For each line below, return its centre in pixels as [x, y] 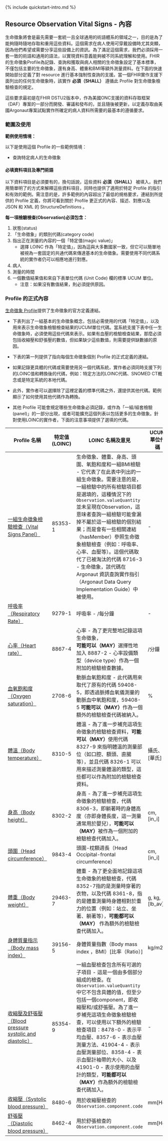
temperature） [25, 758]
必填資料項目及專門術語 [29, 170]
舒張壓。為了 [113, 1007]
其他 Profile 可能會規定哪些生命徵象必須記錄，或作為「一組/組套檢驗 [82, 407]
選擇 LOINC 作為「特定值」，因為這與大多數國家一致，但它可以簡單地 [90, 247]
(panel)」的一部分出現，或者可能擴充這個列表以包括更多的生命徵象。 [83, 413]
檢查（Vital [25, 527]
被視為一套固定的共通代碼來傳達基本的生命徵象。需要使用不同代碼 [88, 253]
